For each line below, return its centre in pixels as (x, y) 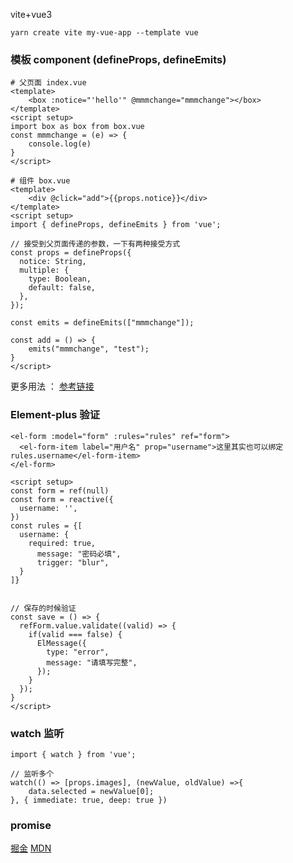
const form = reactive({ (62, 499)
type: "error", (78, 652)
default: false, (62, 288)
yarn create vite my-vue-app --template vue (104, 33)
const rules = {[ (46, 525)
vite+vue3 (31, 14)
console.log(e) (60, 144)
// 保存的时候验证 (43, 608)
